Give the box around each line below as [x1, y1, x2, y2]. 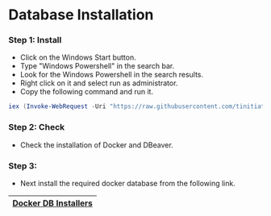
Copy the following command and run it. [19, 87, 154, 97]
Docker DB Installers [12, 197, 93, 209]
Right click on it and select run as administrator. [19, 78, 178, 88]
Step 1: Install [8, 35, 62, 46]
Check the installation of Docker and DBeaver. [19, 139, 173, 150]
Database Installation [8, 6, 154, 24]
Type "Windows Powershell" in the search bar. [19, 61, 175, 71]
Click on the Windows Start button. [19, 52, 137, 62]
